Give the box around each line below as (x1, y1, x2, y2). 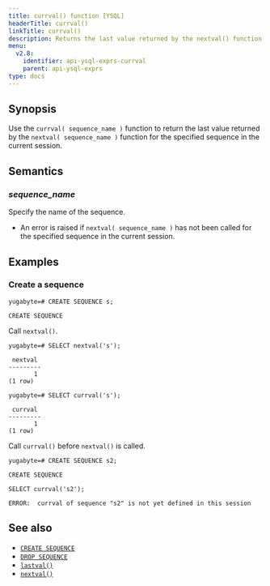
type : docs (8, 72, 45, 80)
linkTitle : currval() (8, 27, 82, 35)
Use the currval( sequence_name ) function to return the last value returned (8, 123, 260, 134)
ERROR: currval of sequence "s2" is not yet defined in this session (8, 499, 251, 507)
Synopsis (8, 102, 57, 116)
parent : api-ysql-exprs (23, 65, 103, 73)
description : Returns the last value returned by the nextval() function (8, 34, 263, 43)
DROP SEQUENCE (19, 553, 68, 561)
